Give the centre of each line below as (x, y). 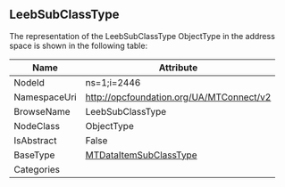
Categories (37, 169)
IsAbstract (35, 140)
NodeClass (37, 126)
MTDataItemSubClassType (141, 155)
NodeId (29, 82)
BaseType (34, 155)
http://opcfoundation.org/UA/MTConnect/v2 (178, 97)
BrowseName (42, 111)
